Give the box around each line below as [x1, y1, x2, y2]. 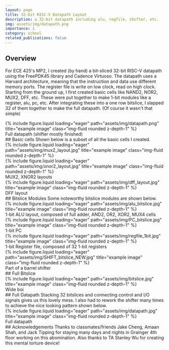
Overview [5, 54, 37, 63]
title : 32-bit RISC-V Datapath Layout [5, 12, 87, 17]
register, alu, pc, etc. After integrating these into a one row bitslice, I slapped [5, 99, 164, 106]
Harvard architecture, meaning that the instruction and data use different [5, 78, 156, 84]
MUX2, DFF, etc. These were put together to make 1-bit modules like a [5, 94, 151, 100]
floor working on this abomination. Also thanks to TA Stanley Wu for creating [5, 334, 164, 340]
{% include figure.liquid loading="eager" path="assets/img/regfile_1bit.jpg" [5, 232, 161, 239]
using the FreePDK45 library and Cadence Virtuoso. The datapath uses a [5, 73, 157, 79]
